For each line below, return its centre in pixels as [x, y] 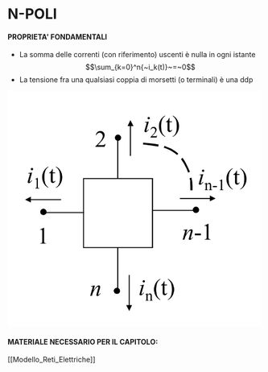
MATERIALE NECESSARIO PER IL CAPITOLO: [83, 341]
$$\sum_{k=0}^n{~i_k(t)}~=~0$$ [140, 67]
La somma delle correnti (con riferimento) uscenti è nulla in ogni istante [137, 55]
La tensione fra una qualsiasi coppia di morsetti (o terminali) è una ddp [136, 80]
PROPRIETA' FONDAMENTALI [58, 36]
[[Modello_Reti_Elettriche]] [52, 360]
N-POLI [32, 14]
